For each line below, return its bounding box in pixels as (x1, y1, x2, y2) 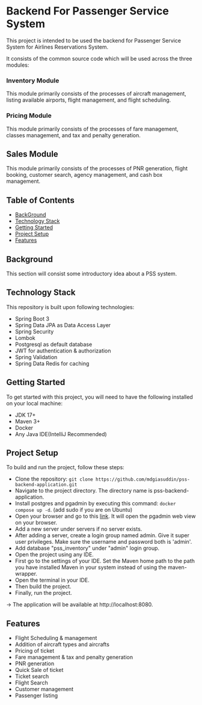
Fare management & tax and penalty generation (14, 654, 133, 661)
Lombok (14, 334, 36, 341)
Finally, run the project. (14, 590, 72, 597)
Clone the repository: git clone (14, 475, 93, 482)
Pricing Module (6, 111, 52, 120)
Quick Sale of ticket (14, 667, 64, 674)
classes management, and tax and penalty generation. (6, 131, 141, 139)
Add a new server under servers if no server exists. (14, 525, 142, 533)
